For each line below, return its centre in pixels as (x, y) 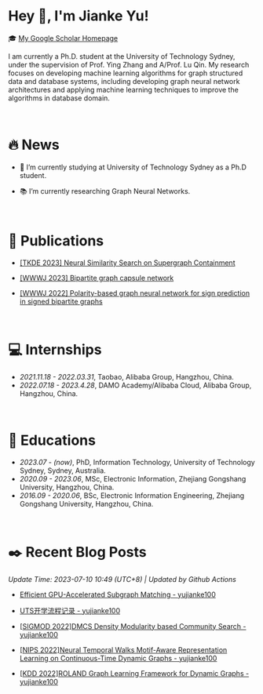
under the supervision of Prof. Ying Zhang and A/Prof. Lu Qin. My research (129, 64)
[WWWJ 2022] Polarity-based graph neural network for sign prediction (134, 292)
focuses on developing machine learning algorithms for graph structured (126, 73)
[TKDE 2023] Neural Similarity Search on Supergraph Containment (127, 263)
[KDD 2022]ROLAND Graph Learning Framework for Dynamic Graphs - (134, 673)
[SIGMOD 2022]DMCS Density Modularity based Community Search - (133, 626)
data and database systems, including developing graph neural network (124, 81)
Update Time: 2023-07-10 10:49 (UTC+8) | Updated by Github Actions (122, 579)
